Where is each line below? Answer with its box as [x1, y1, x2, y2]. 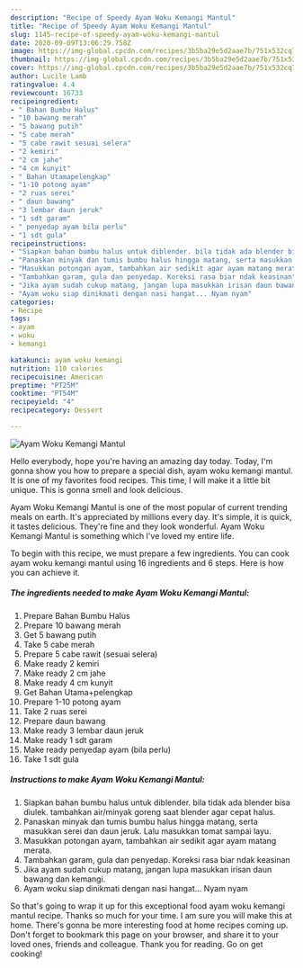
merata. [22, 845, 52, 856]
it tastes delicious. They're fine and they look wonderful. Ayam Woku [10, 521, 264, 532]
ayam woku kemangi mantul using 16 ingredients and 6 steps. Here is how [10, 557, 284, 568]
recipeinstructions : [10, 239, 88, 248]
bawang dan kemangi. [22, 874, 106, 884]
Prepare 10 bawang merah [22, 620, 121, 631]
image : [10, 47, 35, 56]
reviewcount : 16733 [10, 88, 84, 97]
